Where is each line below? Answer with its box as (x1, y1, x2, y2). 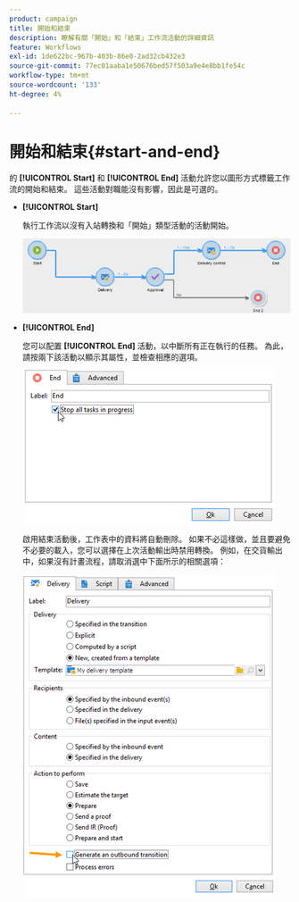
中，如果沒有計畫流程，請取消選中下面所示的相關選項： (21, 556, 226, 567)
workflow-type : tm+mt (9, 71, 90, 80)
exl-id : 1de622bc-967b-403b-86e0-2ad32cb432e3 (9, 52, 186, 62)
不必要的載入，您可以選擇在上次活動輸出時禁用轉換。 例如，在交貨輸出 (21, 545, 283, 555)
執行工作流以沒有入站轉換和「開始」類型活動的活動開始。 (21, 220, 234, 231)
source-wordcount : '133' (9, 80, 102, 89)
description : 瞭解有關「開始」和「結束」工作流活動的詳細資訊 (9, 33, 214, 42)
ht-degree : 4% (9, 89, 62, 98)
